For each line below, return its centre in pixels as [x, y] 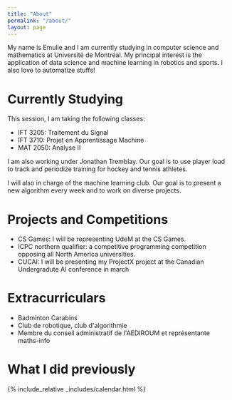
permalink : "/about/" [39, 21]
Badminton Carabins [48, 318]
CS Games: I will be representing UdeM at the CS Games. [102, 239]
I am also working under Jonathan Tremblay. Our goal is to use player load [116, 162]
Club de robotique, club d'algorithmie [72, 326]
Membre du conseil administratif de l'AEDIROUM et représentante [114, 333]
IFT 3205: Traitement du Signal [63, 133]
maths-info [34, 341]
